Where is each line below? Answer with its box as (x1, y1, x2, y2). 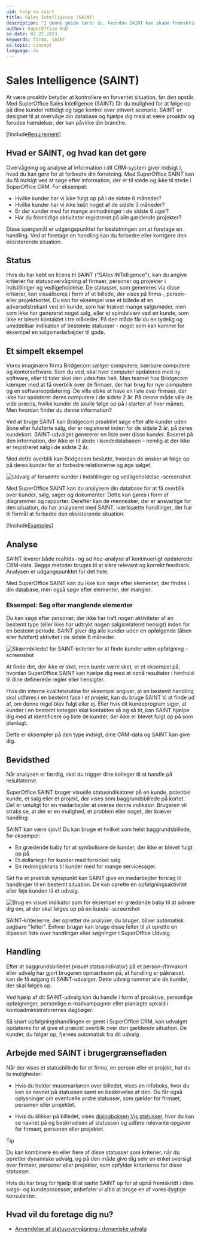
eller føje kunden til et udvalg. (6, 887, 80, 894)
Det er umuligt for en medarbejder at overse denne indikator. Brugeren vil (6, 802, 187, 809)
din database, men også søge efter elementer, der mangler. (6, 586, 153, 593)
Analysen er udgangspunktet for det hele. (6, 568, 109, 575)
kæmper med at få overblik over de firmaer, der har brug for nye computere (6, 381, 193, 388)
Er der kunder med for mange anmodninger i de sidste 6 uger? (14, 207, 169, 215)
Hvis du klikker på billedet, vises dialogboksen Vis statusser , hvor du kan (14, 1113, 194, 1120)
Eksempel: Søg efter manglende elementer (6, 601, 133, 609)
